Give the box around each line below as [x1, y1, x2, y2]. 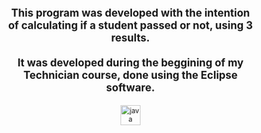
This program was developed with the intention [11, 6, 250, 20]
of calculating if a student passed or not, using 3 [8, 19, 253, 33]
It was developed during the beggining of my [17, 56, 244, 70]
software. [106, 81, 155, 95]
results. [111, 31, 150, 45]
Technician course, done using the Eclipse [23, 68, 238, 82]
